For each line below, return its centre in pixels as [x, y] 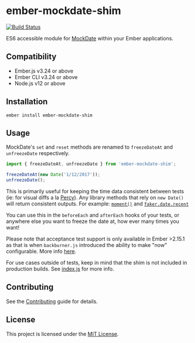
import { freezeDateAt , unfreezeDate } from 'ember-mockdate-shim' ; [91, 164]
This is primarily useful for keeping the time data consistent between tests [95, 191]
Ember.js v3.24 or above [44, 71]
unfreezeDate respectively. [38, 153]
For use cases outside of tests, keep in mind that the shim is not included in [97, 263]
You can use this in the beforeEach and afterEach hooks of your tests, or [93, 215]
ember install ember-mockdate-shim [49, 115]
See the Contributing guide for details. [52, 301]
